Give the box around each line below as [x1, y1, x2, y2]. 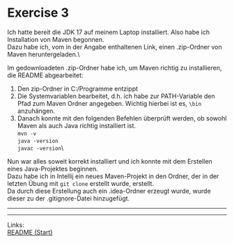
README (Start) [7, 228, 53, 236]
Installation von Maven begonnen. [7, 35, 104, 43]
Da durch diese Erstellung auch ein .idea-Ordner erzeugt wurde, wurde [7, 187, 211, 195]
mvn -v [17, 130, 37, 137]
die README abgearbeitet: [7, 71, 84, 79]
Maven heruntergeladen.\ [7, 50, 80, 58]
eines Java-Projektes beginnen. [7, 164, 99, 173]
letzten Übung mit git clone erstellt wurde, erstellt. [7, 179, 155, 187]
